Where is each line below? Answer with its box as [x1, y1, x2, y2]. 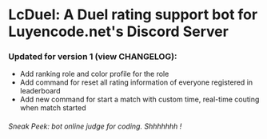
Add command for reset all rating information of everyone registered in [19, 77, 253, 87]
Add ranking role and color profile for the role [19, 69, 169, 79]
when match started [19, 103, 86, 113]
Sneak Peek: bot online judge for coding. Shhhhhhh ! [8, 121, 182, 131]
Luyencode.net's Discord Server [8, 22, 229, 41]
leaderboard [19, 86, 62, 96]
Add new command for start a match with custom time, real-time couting [19, 94, 260, 105]
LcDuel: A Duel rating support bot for [8, 6, 258, 24]
